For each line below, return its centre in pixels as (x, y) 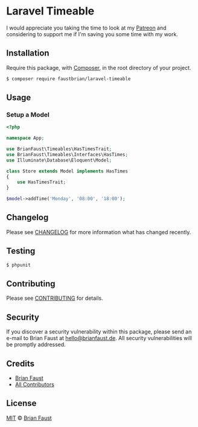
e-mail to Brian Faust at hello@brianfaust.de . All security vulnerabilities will (99, 338)
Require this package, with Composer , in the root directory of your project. (99, 68)
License (21, 403)
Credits (21, 363)
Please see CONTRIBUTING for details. (55, 298)
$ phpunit (19, 265)
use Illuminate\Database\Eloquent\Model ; (59, 160)
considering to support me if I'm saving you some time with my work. (92, 34)
